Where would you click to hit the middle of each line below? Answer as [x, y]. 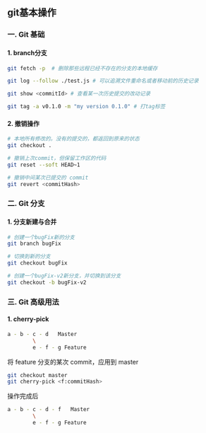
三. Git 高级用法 [34, 301]
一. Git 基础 [26, 35]
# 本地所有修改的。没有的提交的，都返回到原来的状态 [73, 139]
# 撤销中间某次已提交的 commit [48, 178]
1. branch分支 [27, 52]
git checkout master [38, 375]
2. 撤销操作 [24, 123]
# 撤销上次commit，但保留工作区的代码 [57, 158]
